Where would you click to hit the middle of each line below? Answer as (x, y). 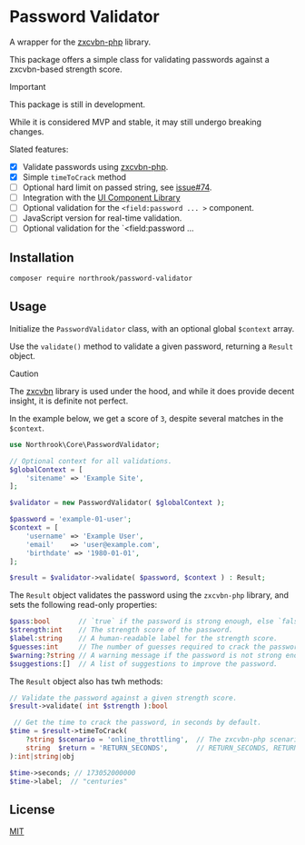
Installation (42, 258)
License (32, 809)
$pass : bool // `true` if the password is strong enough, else (142, 621)
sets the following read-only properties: (83, 605)
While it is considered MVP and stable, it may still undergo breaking (135, 122)
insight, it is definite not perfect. (69, 401)
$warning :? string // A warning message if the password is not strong (146, 655)
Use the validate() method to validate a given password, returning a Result (151, 346)
